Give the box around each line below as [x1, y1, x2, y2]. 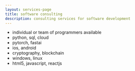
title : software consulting [5, 12, 63, 17]
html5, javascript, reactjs [12, 60, 62, 66]
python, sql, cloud [12, 35, 49, 40]
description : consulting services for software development [5, 16, 131, 21]
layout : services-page [5, 7, 52, 12]
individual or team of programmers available [12, 30, 102, 35]
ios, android [12, 45, 37, 51]
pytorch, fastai [12, 40, 42, 46]
